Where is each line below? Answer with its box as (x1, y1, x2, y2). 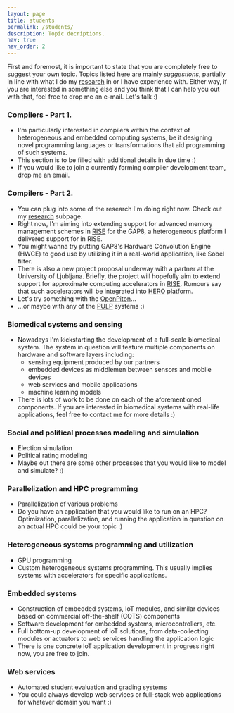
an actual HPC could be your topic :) (17, 522, 123, 531)
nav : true (7, 37, 37, 44)
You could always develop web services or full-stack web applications (17, 690, 221, 699)
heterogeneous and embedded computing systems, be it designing (17, 133, 212, 142)
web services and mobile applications (27, 380, 138, 388)
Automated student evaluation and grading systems (17, 683, 167, 691)
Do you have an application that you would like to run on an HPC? (17, 507, 207, 516)
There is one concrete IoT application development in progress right (17, 642, 214, 650)
